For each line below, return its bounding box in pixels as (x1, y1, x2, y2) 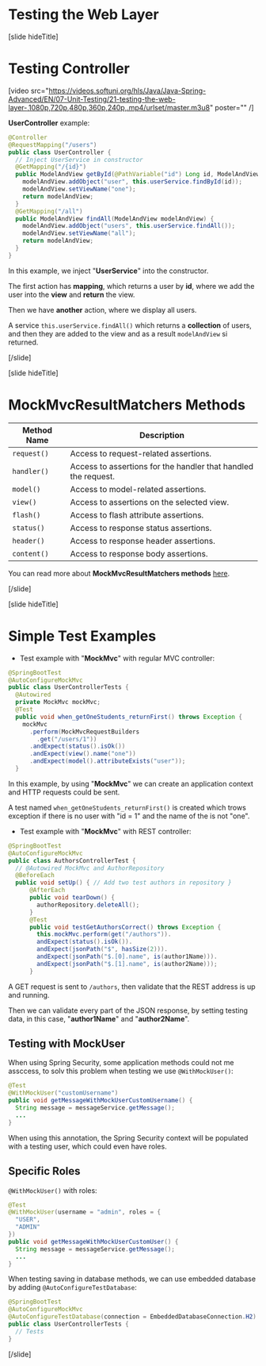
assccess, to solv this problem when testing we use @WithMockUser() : (8, 1066, 234, 1076)
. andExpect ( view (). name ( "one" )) (28, 750, 136, 758)
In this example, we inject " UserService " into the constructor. (8, 266, 209, 275)
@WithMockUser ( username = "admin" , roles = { (8, 1208, 161, 1216)
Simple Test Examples (8, 627, 157, 645)
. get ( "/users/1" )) (36, 735, 97, 743)
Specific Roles (8, 1164, 81, 1178)
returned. (8, 337, 39, 347)
